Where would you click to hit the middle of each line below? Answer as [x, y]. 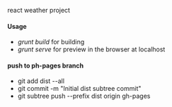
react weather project [39, 10]
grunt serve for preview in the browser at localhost [91, 49]
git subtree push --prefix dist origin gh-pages [84, 96]
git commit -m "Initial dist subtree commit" [79, 89]
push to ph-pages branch [45, 65]
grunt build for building [51, 42]
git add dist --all [41, 81]
